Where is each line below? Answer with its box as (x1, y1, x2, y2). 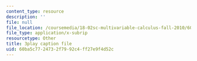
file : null (6, 19, 33, 25)
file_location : (6, 24, 43, 31)
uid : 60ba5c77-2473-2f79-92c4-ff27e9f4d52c (6, 46, 114, 52)
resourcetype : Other (6, 35, 57, 41)
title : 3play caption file (6, 41, 72, 47)
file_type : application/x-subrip (6, 30, 88, 36)
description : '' (6, 14, 46, 20)
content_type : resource (6, 8, 64, 15)
